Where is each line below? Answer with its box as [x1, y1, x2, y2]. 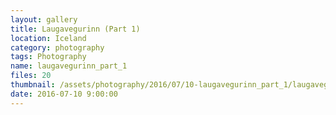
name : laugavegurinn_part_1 [10, 61, 128, 71]
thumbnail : [10, 80, 56, 90]
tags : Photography [10, 52, 87, 62]
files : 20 [10, 71, 52, 81]
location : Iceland [10, 33, 87, 43]
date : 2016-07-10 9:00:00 [10, 89, 118, 99]
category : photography [10, 42, 105, 53]
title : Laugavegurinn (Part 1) [10, 24, 141, 34]
